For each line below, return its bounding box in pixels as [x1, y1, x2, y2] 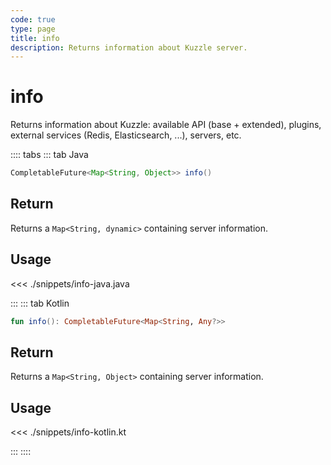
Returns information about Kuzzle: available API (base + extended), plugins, [10, 119, 322, 131]
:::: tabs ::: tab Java [10, 149, 89, 161]
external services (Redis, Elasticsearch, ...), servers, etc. [10, 129, 242, 141]
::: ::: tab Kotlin [10, 297, 70, 309]
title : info [10, 33, 60, 43]
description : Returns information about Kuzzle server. [10, 42, 248, 53]
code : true [10, 14, 56, 25]
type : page [10, 24, 56, 34]
